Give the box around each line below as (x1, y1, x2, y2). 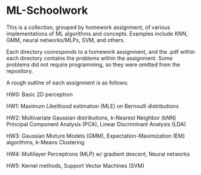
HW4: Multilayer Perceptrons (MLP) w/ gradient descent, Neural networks (6, 150, 190, 157)
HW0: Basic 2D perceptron (6, 91, 74, 98)
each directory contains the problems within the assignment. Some (6, 54, 173, 62)
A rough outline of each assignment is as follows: (6, 79, 129, 86)
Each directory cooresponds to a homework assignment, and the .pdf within (6, 48, 195, 55)
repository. (6, 67, 33, 74)
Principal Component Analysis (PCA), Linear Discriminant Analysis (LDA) (6, 120, 187, 127)
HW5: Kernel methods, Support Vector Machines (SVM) (6, 162, 145, 169)
